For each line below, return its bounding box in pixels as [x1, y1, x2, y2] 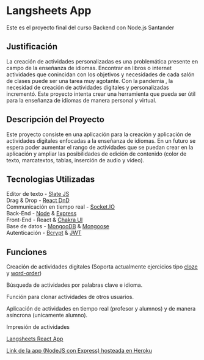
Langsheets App [6, 4, 92, 18]
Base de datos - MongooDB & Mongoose [6, 223, 110, 230]
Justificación [6, 41, 58, 52]
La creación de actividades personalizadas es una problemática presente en [6, 57, 199, 65]
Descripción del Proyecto [6, 114, 105, 125]
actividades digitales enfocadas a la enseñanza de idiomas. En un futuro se [6, 137, 196, 144]
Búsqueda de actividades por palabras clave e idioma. [6, 281, 143, 289]
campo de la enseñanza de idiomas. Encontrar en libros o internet [6, 64, 172, 71]
